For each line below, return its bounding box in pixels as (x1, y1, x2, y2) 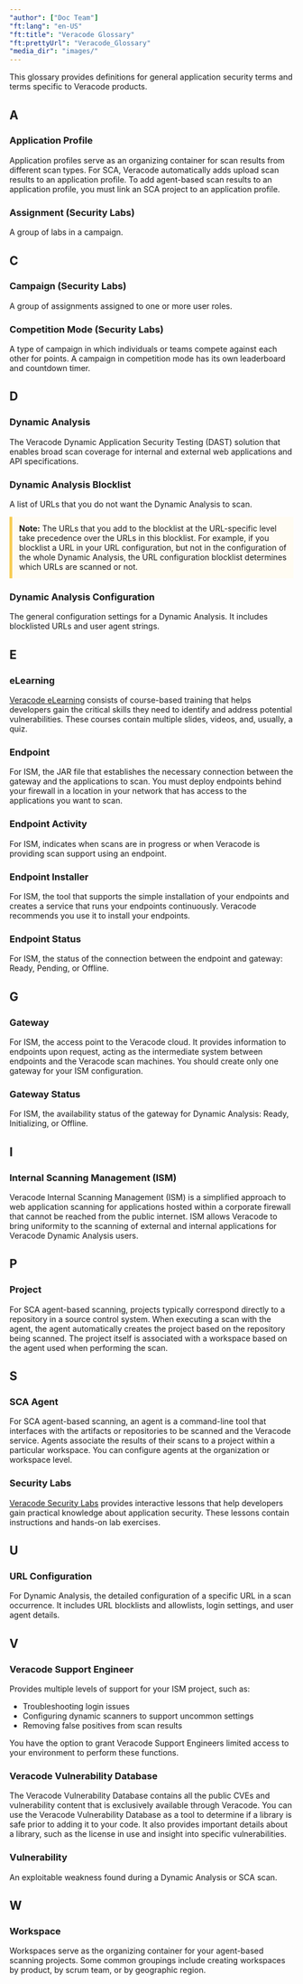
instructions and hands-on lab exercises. (9, 1516, 161, 1527)
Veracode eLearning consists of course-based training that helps (9, 694, 252, 705)
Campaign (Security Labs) (9, 280, 127, 293)
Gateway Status (9, 1087, 81, 1100)
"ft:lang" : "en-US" (9, 22, 83, 31)
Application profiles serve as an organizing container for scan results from (9, 154, 286, 165)
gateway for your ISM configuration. (9, 1065, 143, 1076)
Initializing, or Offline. (9, 1118, 88, 1129)
